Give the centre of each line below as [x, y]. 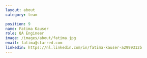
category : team [21, 15]
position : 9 [18, 24]
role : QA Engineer [25, 34]
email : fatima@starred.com [34, 43]
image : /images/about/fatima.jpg [41, 38]
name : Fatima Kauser [27, 28]
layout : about [20, 10]
